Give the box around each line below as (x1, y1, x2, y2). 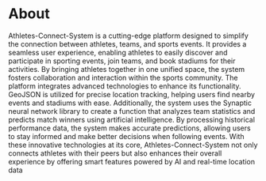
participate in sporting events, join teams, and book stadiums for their (8, 56, 236, 66)
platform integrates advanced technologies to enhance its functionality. (8, 81, 241, 91)
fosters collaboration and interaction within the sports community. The (8, 73, 238, 82)
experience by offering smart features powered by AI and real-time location (8, 156, 256, 166)
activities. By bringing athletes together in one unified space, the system (8, 64, 245, 74)
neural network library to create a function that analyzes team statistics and (8, 106, 256, 115)
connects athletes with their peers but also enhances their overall (8, 148, 222, 158)
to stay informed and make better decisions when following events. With (8, 131, 245, 141)
